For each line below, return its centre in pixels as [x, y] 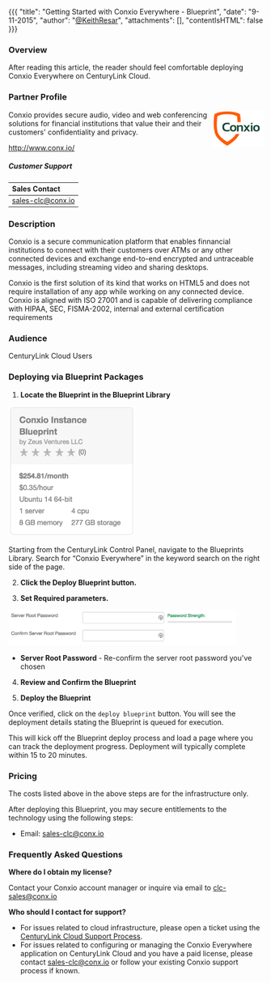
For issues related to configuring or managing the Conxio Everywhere [136, 945]
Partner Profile [38, 97]
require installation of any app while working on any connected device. [126, 291]
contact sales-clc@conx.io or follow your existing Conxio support [129, 962]
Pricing [23, 776]
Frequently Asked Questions [66, 854]
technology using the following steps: [71, 818]
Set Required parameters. [64, 598]
